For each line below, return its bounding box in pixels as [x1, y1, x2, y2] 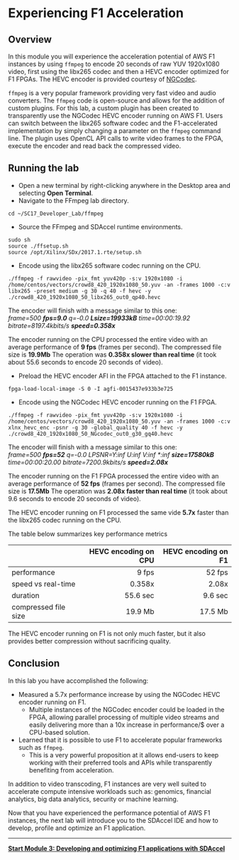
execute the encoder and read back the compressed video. [8, 142, 182, 150]
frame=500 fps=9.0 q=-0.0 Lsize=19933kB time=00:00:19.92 [8, 313, 191, 322]
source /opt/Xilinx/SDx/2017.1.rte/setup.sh [8, 248, 142, 256]
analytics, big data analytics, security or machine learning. [8, 795, 179, 803]
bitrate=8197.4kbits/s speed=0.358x [8, 321, 116, 330]
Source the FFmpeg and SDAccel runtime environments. [18, 222, 183, 231]
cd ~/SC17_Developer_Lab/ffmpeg [8, 210, 104, 217]
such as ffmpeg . [18, 743, 65, 752]
